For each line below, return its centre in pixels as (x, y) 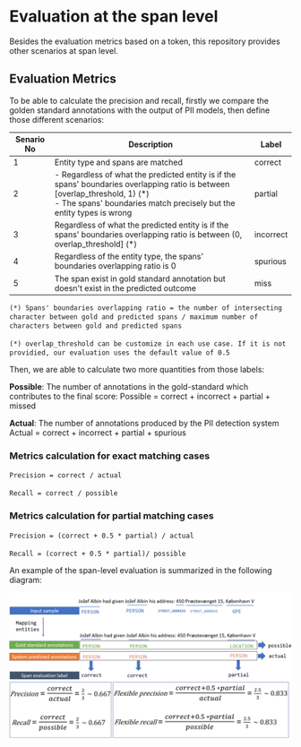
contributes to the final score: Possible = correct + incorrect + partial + (140, 396)
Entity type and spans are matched (119, 162)
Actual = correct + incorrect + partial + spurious (98, 433)
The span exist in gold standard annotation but (140, 279)
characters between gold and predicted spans (95, 326)
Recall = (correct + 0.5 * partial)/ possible (98, 554)
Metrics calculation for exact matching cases (110, 456)
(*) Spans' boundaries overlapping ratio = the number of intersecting (146, 308)
